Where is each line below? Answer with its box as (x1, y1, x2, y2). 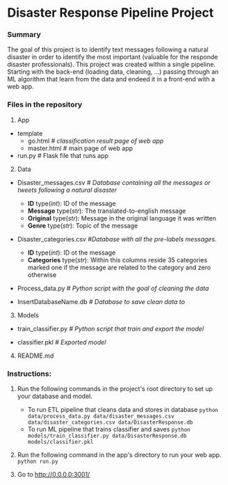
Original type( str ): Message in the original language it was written (27, 214, 217, 222)
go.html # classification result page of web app (27, 136, 164, 145)
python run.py (17, 458, 58, 466)
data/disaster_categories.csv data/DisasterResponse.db (27, 419, 193, 426)
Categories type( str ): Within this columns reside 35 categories (27, 255, 208, 264)
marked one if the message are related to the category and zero (27, 263, 211, 271)
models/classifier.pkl (27, 438, 94, 446)
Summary (7, 30, 42, 40)
